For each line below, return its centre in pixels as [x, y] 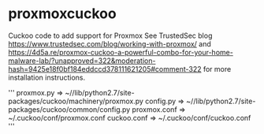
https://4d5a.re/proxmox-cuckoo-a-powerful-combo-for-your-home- [121, 52]
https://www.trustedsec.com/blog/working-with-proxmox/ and [110, 43]
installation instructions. [47, 77]
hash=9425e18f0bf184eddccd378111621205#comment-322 [105, 69]
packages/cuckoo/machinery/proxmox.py [76, 101]
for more [217, 69]
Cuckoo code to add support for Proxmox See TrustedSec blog [110, 35]
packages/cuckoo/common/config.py [69, 109]
